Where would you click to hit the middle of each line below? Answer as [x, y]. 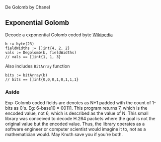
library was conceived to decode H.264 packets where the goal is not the [80, 119]
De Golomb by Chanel [28, 7]
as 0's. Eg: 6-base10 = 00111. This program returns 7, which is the [80, 108]
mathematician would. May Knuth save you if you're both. [64, 135]
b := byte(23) [20, 44]
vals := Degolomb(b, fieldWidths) [41, 52]
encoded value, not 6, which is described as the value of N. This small [77, 113]
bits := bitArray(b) [27, 75]
